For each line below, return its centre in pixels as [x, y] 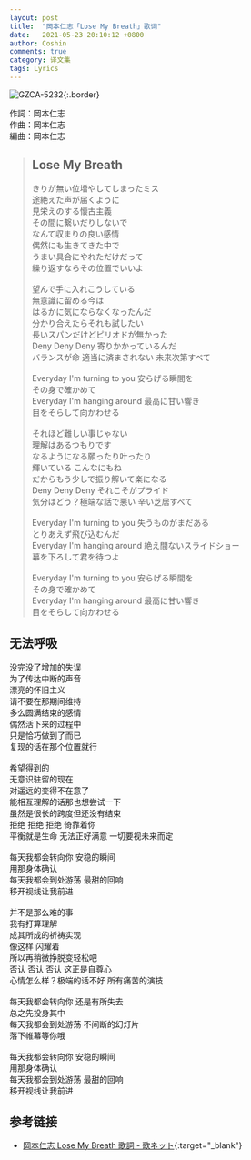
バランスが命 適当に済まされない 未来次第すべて [121, 357]
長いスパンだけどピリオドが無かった [100, 334]
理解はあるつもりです [71, 444]
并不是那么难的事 [41, 912]
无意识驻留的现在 [41, 779]
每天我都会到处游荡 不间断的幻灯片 [74, 1024]
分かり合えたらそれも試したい [87, 323]
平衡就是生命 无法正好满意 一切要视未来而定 [91, 836]
